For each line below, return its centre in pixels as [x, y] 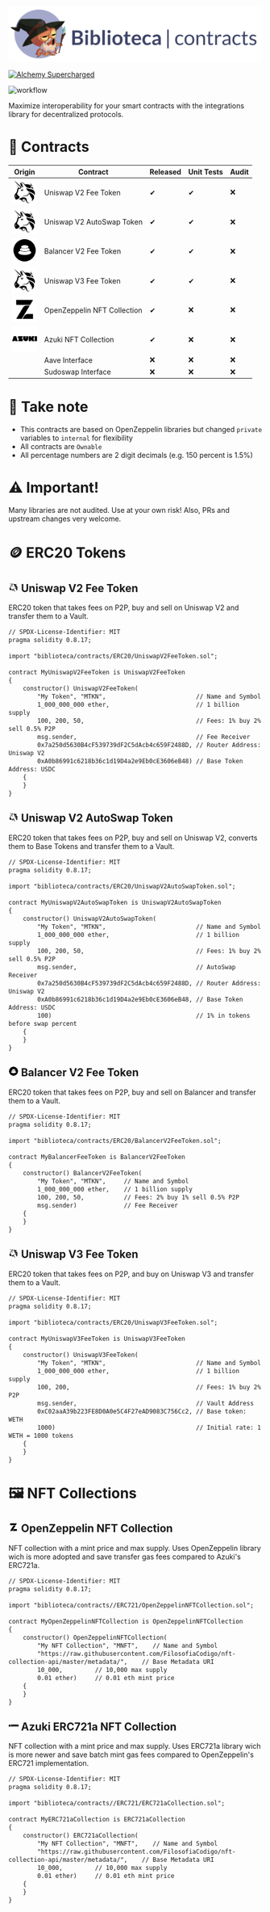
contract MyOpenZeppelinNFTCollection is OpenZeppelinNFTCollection [126, 1621]
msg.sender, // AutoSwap [137, 967]
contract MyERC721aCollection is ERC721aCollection [97, 1820]
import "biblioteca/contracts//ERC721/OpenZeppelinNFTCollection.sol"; [131, 1605]
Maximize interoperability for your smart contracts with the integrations [126, 106]
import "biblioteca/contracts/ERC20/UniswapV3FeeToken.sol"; [113, 1322]
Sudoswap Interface [77, 372]
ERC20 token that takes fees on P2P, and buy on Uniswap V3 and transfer [131, 1274]
